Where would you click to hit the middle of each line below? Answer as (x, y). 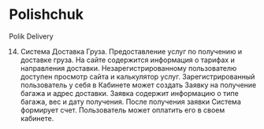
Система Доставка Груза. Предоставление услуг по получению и (131, 51)
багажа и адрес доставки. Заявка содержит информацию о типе (130, 93)
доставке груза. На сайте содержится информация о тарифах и (127, 60)
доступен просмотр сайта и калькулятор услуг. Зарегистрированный (138, 76)
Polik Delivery (31, 36)
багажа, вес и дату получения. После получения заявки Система (130, 101)
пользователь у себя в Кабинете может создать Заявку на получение (138, 85)
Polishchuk (46, 15)
